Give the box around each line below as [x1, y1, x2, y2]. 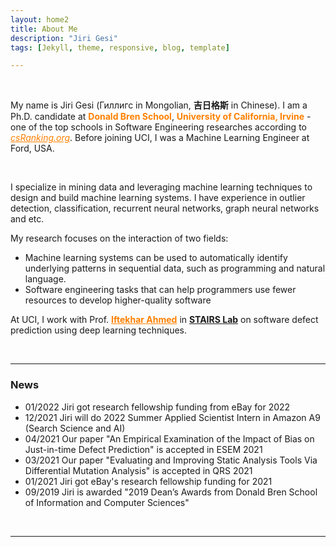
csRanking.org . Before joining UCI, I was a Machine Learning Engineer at [10, 132, 310, 144]
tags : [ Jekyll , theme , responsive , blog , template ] [10, 42, 230, 53]
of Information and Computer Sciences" [24, 496, 190, 508]
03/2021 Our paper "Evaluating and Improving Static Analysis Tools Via [24, 454, 318, 466]
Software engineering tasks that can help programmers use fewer [24, 284, 297, 296]
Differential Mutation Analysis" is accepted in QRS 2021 [24, 464, 253, 476]
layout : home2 [10, 14, 70, 25]
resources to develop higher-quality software [24, 294, 212, 306]
